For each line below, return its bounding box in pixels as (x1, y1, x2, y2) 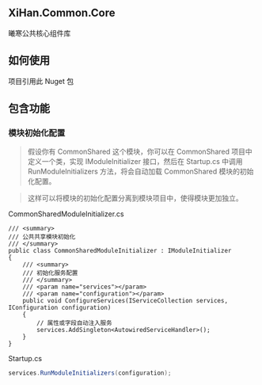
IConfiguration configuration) (8, 304, 112, 312)
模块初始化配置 (8, 127, 66, 138)
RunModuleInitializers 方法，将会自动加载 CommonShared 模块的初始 (27, 166, 254, 177)
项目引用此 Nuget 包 (8, 76, 74, 86)
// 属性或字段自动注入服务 (36, 319, 112, 327)
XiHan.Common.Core (8, 6, 116, 20)
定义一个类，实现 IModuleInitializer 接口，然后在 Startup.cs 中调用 (27, 157, 243, 166)
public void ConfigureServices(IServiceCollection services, (22, 297, 228, 305)
